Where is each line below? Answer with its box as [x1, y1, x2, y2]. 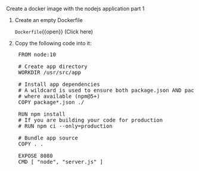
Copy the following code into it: [14, 40, 92, 46]
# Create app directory [18, 63, 88, 70]
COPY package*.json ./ [18, 99, 85, 105]
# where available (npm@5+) [18, 93, 100, 100]
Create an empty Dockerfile [14, 17, 83, 23]
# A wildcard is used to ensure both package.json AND [18, 87, 182, 94]
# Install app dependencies [18, 81, 100, 88]
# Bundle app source [18, 135, 79, 141]
